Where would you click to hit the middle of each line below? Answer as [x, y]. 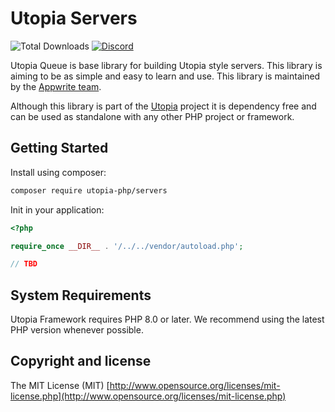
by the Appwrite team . [56, 86]
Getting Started [59, 148]
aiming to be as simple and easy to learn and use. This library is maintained [165, 76]
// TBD [24, 264]
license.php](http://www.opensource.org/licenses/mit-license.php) [148, 396]
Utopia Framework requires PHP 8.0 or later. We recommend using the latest [167, 319]
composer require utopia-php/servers [89, 190]
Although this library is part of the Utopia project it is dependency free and [163, 106]
